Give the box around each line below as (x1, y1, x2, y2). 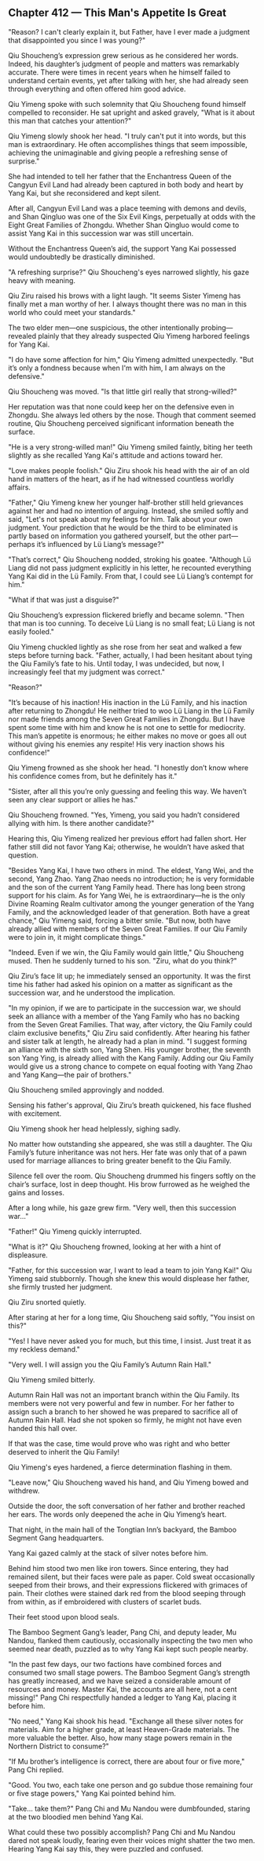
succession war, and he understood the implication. (8, 988, 175, 997)
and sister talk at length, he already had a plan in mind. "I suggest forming (8, 1037, 247, 1046)
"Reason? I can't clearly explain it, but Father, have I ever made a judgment (8, 27, 250, 36)
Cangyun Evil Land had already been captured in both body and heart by (8, 180, 244, 189)
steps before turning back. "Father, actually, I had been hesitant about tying (8, 650, 253, 659)
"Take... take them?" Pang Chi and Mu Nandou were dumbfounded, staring (8, 1804, 251, 1813)
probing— (200, 322, 233, 332)
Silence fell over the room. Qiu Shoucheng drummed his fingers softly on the (8, 1171, 256, 1180)
